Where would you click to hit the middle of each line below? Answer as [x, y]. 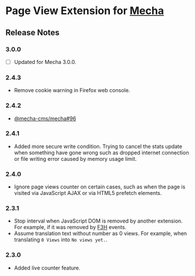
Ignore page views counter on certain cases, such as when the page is [100, 187]
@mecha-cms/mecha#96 [45, 118]
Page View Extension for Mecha [85, 11]
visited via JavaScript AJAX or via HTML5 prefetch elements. [88, 193]
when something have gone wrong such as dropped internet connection [101, 152]
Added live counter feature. [47, 268]
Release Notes [33, 33]
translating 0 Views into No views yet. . [60, 240]
